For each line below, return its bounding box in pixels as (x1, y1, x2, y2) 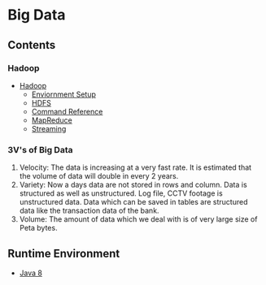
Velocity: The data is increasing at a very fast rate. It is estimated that (19, 162, 252, 172)
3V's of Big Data (7, 144, 73, 155)
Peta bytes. (19, 223, 58, 233)
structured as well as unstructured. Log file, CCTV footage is (19, 188, 223, 198)
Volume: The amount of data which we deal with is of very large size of (19, 214, 258, 224)
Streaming (31, 123, 67, 133)
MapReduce (31, 115, 72, 125)
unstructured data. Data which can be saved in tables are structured (19, 197, 248, 207)
